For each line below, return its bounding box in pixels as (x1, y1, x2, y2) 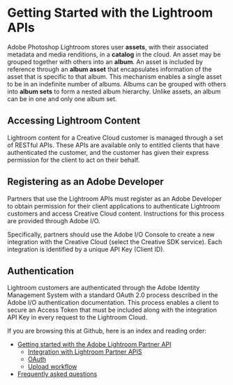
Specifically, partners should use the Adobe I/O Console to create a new (7, 230, 215, 239)
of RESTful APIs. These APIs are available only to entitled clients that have (7, 141, 220, 149)
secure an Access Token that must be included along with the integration (7, 305, 218, 315)
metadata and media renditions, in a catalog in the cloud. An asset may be (7, 50, 221, 59)
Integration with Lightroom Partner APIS (27, 347, 142, 356)
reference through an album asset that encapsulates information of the (7, 65, 212, 73)
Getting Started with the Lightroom (7, 5, 213, 21)
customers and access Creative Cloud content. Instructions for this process (7, 209, 225, 218)
